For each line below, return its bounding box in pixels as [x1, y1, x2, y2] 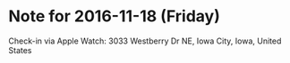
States [8, 44, 32, 55]
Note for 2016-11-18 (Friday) [8, 6, 220, 27]
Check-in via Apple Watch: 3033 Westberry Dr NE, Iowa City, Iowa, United [8, 35, 282, 46]
